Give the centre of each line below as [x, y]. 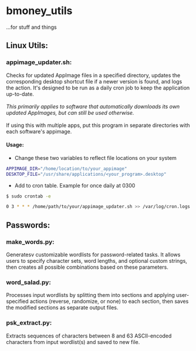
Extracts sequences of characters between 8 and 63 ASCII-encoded [89, 336]
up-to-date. [20, 94]
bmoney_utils [39, 11]
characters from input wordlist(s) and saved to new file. [73, 342]
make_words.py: [30, 242]
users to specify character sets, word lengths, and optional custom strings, [97, 261]
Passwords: [28, 225]
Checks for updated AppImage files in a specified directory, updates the [93, 75]
